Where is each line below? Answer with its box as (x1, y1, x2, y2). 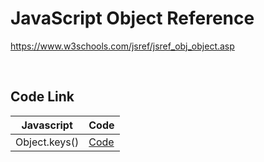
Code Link (10, 88, 75, 106)
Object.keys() (15, 135, 80, 149)
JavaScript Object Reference (10, 7, 255, 30)
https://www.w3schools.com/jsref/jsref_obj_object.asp (10, 40, 235, 52)
